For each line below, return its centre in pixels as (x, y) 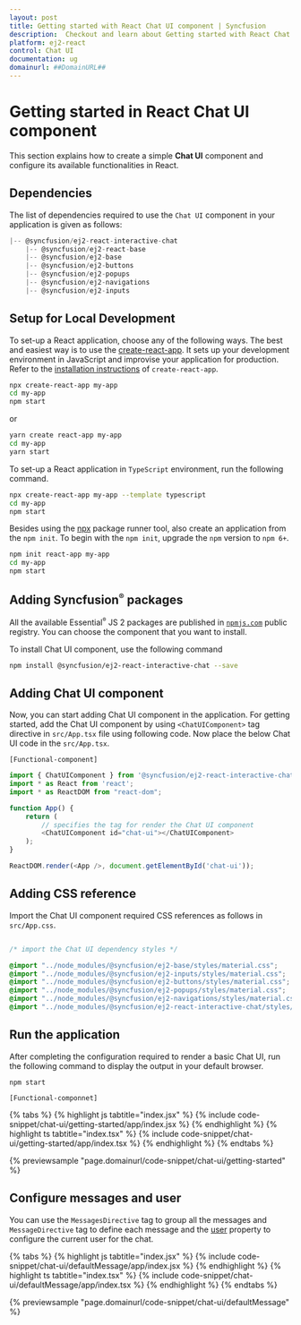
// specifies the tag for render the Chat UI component (148, 825)
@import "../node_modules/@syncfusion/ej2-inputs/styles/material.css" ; (148, 974)
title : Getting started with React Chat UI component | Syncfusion (138, 26)
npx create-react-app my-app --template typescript (107, 495)
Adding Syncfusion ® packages (96, 600)
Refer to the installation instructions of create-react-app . (114, 369)
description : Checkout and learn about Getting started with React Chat (150, 34)
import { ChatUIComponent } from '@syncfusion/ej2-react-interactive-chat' (154, 775)
